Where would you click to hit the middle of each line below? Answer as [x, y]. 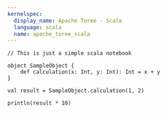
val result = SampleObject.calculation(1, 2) [76, 91]
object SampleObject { [41, 66]
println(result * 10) [39, 103]
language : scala [38, 27]
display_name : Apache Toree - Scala [68, 21]
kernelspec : [25, 14]
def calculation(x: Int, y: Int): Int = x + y [90, 72]
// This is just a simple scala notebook [70, 53]
